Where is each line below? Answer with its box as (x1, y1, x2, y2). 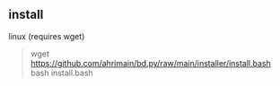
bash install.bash (30, 67, 93, 78)
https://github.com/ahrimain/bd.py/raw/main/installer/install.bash (30, 57, 271, 68)
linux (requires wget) (8, 30, 85, 41)
